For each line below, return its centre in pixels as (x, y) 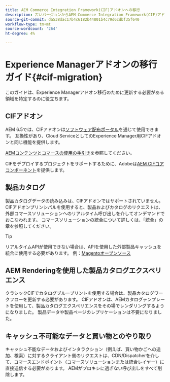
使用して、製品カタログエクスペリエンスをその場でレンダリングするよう (89, 306)
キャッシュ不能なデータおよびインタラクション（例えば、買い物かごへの (81, 349)
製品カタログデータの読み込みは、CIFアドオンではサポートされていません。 (84, 200)
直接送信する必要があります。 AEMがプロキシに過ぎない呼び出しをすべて (81, 368)
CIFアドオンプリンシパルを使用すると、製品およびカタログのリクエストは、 (84, 207)
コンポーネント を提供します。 (36, 170)
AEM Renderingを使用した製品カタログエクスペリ (83, 270)
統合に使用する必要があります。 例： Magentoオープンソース (68, 253)
